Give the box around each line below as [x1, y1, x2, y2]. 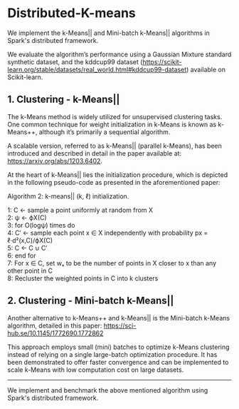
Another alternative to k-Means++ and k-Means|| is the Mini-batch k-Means [7, 313, 230, 322]
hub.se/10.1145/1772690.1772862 [7, 328, 104, 337]
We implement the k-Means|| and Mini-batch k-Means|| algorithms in [7, 29, 210, 37]
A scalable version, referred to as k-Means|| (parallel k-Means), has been [7, 141, 222, 150]
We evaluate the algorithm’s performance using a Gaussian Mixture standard [7, 50, 232, 59]
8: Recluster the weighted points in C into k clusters [7, 273, 159, 283]
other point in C [7, 266, 53, 275]
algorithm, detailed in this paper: [7, 321, 102, 330]
